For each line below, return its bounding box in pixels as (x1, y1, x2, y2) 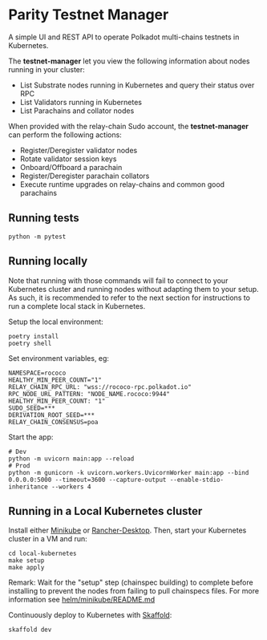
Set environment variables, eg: (8, 353, 110, 363)
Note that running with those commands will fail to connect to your (8, 275, 229, 286)
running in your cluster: (8, 64, 86, 74)
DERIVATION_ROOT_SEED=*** (8, 411, 95, 419)
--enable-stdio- (169, 476, 225, 484)
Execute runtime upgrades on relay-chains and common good (19, 179, 225, 189)
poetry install (8, 332, 59, 340)
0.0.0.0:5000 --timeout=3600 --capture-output (8, 476, 167, 484)
